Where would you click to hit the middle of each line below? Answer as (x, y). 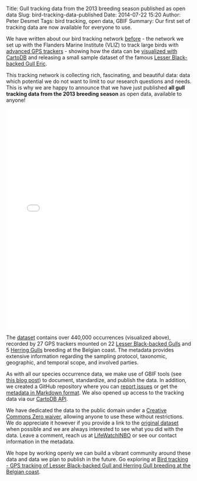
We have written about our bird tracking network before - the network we (95, 39)
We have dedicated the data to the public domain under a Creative (86, 410)
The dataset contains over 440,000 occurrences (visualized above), (89, 337)
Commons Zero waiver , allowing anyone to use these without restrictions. (95, 417)
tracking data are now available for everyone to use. (69, 27)
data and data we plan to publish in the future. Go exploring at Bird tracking (97, 459)
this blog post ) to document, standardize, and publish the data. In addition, (96, 380)
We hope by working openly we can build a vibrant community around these (98, 453)
